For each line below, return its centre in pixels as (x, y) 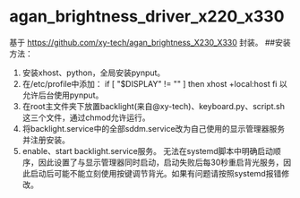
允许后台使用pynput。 (63, 95)
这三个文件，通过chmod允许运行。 (86, 117)
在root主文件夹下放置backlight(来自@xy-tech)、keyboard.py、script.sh (153, 106)
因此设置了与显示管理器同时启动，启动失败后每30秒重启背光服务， (161, 162)
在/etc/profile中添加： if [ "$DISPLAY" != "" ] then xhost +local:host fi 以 (155, 83)
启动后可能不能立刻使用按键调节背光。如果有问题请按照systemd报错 (156, 173)
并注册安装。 (46, 140)
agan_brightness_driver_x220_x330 (147, 17)
